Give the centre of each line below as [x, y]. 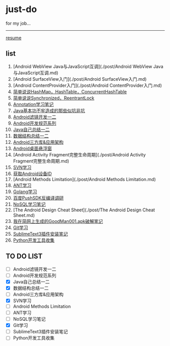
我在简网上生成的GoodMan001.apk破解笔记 [58, 221]
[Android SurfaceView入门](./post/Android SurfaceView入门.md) [80, 79]
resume [14, 38]
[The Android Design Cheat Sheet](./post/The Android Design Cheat [84, 210]
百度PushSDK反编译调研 [38, 198]
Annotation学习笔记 [33, 104]
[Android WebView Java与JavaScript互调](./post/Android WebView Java [88, 66]
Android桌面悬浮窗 [32, 148]
